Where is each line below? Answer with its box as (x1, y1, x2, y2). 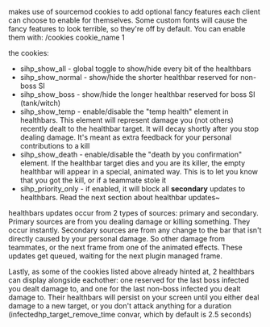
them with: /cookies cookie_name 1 (8, 32, 125, 42)
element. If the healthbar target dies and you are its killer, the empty (19, 158, 246, 168)
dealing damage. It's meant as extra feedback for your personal (19, 132, 232, 142)
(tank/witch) (19, 99, 61, 107)
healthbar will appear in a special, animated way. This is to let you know (19, 167, 258, 176)
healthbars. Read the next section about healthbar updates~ (19, 193, 220, 202)
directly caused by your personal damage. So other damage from (8, 234, 226, 243)
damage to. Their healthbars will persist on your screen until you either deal (8, 292, 260, 302)
